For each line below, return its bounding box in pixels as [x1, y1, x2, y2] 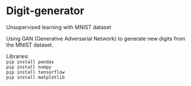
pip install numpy [6, 64, 52, 70]
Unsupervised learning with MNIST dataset [6, 24, 112, 31]
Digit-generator [6, 4, 85, 18]
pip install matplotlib [6, 74, 65, 80]
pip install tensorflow [6, 69, 65, 75]
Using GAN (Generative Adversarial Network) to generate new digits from [6, 35, 186, 42]
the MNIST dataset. [6, 41, 53, 48]
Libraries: [6, 52, 30, 59]
